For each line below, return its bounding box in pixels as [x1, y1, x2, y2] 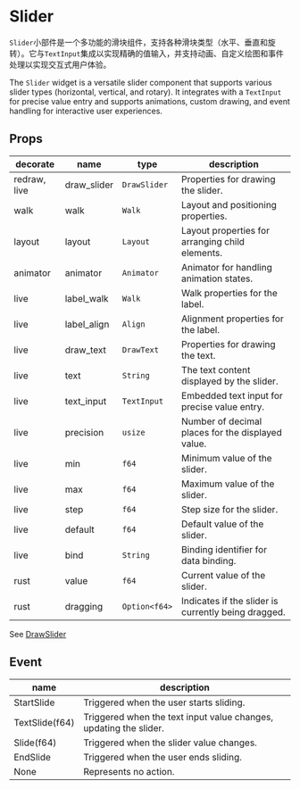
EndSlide [13, 751, 52, 763]
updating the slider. [83, 721, 165, 734]
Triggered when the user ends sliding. [83, 751, 243, 763]
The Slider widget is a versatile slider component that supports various [9, 77, 272, 87]
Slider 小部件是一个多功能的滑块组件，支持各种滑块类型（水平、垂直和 [9, 37, 268, 47]
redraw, [13, 172, 46, 185]
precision [64, 426, 104, 438]
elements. [181, 246, 223, 259]
